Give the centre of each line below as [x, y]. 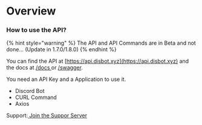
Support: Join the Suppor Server [47, 115]
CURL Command [36, 97]
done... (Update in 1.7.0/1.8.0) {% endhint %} [61, 50]
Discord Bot [30, 91]
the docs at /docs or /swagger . [45, 68]
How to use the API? [36, 30]
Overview [31, 11]
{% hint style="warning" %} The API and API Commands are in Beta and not [101, 43]
